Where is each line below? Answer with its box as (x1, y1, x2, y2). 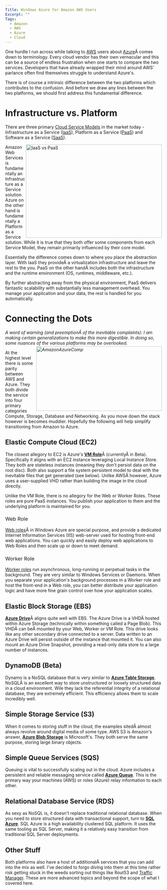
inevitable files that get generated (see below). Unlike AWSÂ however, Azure (5, 472, 162, 478)
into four (5, 397, 23, 403)
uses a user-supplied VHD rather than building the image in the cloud (5, 478, 147, 484)
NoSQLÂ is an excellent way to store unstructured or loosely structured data (5, 680, 162, 686)
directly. (5, 483, 22, 489)
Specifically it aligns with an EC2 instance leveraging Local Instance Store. (5, 456, 158, 463)
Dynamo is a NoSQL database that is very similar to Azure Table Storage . (5, 675, 156, 681)
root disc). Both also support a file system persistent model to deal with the (5, 467, 159, 473)
